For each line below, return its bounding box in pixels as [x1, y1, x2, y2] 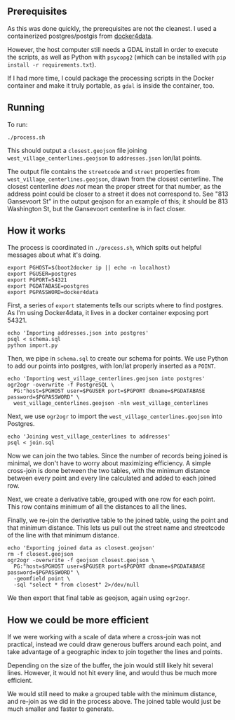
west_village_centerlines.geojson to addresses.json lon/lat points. [7, 154, 202, 162]
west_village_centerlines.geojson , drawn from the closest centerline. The [7, 175, 224, 183]
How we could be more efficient [7, 614, 149, 626]
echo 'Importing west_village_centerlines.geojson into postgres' [7, 375, 206, 382]
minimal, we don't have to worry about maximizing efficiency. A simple [7, 459, 212, 467]
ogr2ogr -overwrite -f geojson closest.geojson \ [7, 557, 156, 564]
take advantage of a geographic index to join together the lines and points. [7, 648, 223, 656]
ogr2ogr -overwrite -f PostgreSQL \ [7, 382, 114, 389]
